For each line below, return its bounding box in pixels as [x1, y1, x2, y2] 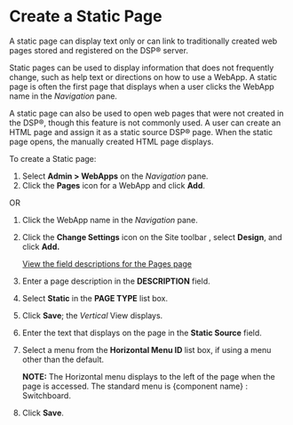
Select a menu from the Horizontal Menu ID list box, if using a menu [21, 344, 272, 355]
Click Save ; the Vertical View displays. [21, 309, 163, 321]
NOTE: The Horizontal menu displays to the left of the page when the [21, 371, 275, 381]
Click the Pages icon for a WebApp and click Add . [21, 180, 206, 190]
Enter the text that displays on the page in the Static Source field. [21, 327, 262, 338]
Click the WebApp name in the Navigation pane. [21, 214, 198, 225]
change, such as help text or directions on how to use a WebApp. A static [9, 71, 278, 82]
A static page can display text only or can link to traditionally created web [9, 36, 278, 46]
